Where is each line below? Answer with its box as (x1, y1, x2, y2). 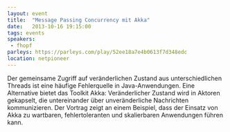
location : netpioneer (7, 55, 70, 62)
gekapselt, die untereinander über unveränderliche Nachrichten (7, 96, 189, 104)
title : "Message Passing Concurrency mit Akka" (7, 17, 150, 23)
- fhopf (10, 42, 33, 49)
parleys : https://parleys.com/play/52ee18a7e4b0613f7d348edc (7, 49, 188, 56)
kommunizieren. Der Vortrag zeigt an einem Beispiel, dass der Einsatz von (7, 103, 218, 111)
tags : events (7, 29, 45, 37)
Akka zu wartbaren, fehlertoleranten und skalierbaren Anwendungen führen (7, 111, 224, 119)
